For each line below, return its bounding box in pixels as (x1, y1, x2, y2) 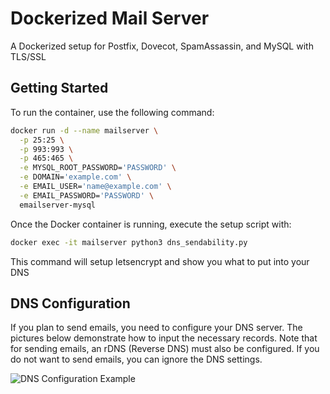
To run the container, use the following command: (10, 106, 215, 118)
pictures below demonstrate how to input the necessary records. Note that (10, 332, 318, 344)
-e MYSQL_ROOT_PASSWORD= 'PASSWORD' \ (19, 163, 177, 173)
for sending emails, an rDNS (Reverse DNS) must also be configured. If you (10, 343, 320, 355)
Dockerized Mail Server (10, 7, 210, 30)
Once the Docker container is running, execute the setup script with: (10, 218, 292, 230)
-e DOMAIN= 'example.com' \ (19, 172, 132, 182)
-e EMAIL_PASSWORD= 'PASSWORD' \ (19, 190, 155, 201)
